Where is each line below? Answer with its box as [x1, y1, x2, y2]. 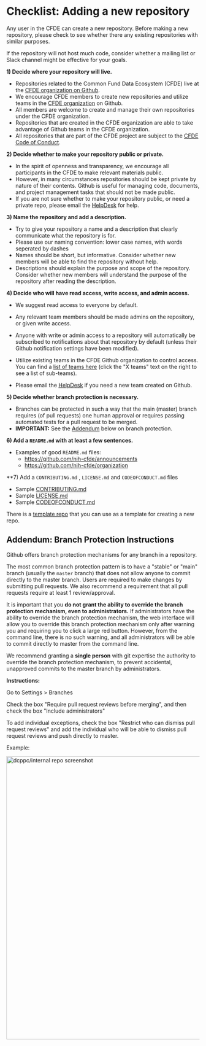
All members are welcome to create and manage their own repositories [15, 106, 195, 113]
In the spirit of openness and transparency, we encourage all [15, 162, 169, 169]
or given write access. [15, 319, 72, 327]
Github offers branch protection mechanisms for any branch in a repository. [6, 551, 197, 558]
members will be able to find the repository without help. [15, 258, 158, 265]
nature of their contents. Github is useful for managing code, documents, [15, 182, 200, 189]
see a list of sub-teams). [15, 370, 77, 377]
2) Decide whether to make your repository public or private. [6, 150, 164, 158]
